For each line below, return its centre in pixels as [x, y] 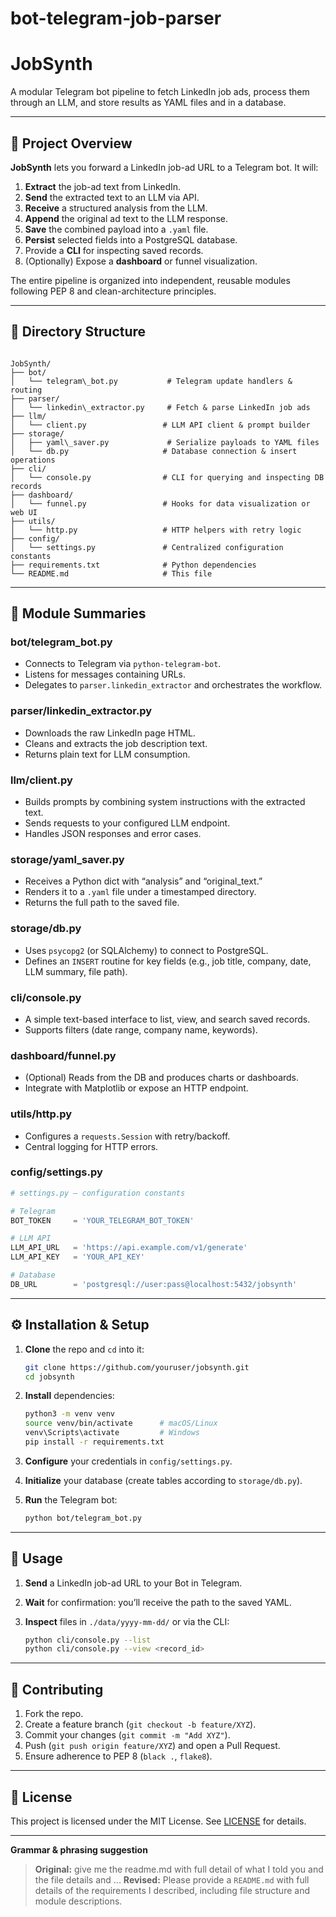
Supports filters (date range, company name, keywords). [141, 1029]
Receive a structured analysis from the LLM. [116, 208]
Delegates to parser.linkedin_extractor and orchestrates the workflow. [173, 685]
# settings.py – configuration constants [98, 1193]
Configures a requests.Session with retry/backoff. [127, 1136]
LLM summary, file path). [76, 971]
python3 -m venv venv [70, 1414]
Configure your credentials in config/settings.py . [128, 1461]
